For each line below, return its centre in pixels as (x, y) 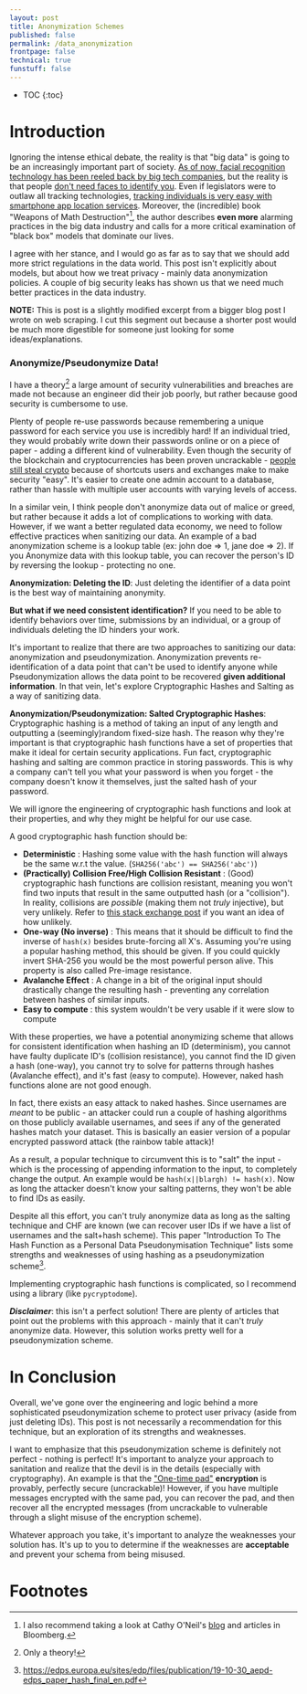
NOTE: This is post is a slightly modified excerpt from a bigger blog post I (148, 310)
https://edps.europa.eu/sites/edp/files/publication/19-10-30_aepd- (148, 1670)
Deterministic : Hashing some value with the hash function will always (155, 854)
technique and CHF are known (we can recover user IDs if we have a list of (150, 1226)
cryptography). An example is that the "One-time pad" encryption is (138, 1478)
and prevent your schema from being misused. (97, 1554)
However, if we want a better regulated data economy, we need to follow (146, 527)
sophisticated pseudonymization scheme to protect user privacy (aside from (153, 1413)
